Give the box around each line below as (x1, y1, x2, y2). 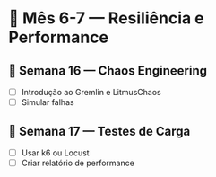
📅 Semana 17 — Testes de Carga (8, 123, 191, 138)
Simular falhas (21, 97, 74, 108)
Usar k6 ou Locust (21, 147, 91, 158)
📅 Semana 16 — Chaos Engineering (8, 63, 208, 78)
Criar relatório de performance (21, 157, 135, 168)
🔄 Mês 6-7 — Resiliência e (8, 8, 205, 29)
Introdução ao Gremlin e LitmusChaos (21, 87, 162, 97)
